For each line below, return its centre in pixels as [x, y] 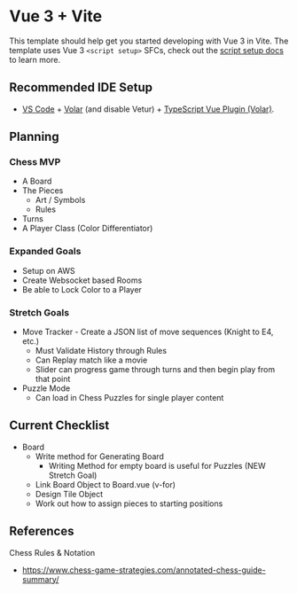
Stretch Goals [39, 312]
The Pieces [43, 191]
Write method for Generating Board [99, 456]
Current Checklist [59, 426]
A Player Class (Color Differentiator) [87, 229]
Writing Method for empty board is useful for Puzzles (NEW [157, 465]
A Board [37, 181]
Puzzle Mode [46, 388]
